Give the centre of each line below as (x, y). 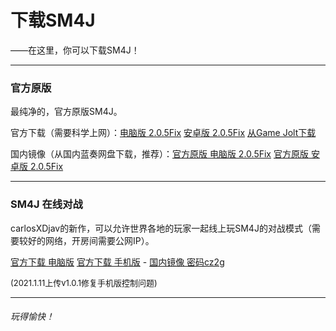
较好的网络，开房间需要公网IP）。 (86, 240)
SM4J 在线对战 (46, 204)
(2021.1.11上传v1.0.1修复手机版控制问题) (84, 282)
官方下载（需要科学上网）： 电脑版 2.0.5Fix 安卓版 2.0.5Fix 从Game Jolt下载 (163, 133)
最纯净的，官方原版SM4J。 (66, 112)
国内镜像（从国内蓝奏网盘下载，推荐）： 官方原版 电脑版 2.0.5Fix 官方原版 (159, 154)
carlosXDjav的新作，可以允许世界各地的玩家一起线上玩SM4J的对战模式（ (161, 228)
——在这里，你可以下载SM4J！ (75, 50)
